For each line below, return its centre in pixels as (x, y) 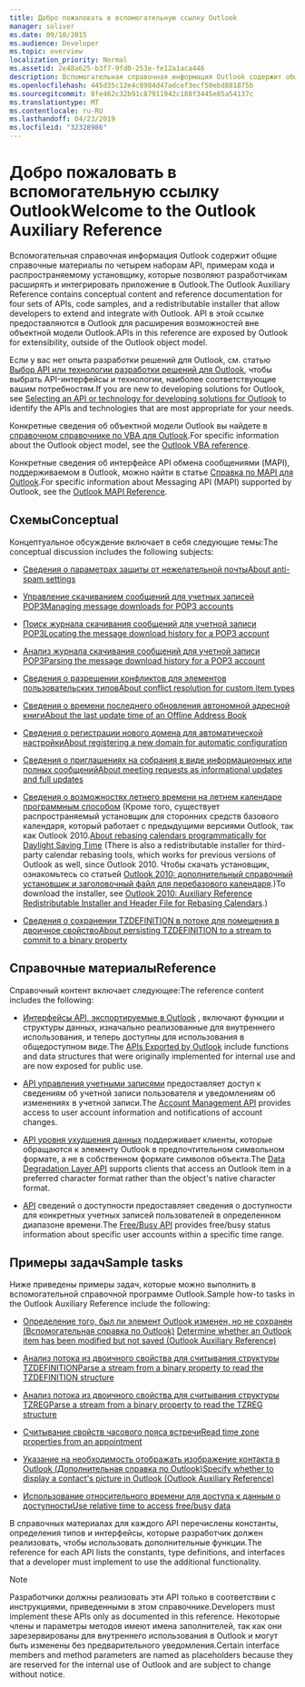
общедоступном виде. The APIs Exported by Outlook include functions (155, 1046)
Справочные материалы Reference (113, 968)
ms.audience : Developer (54, 43)
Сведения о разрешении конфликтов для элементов (124, 678)
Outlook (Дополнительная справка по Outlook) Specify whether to (148, 1469)
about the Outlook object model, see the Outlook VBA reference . (130, 445)
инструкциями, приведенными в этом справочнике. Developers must (142, 1607)
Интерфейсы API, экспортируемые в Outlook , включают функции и (153, 1017)
